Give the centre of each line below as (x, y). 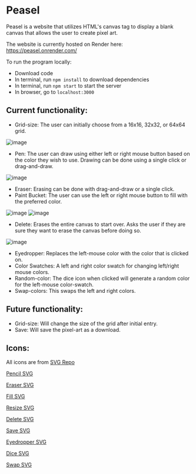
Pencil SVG (20, 373)
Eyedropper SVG (26, 442)
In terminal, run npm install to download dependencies (82, 79)
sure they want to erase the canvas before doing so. (78, 231)
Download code (34, 73)
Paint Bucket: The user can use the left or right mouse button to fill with (101, 195)
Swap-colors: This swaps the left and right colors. (75, 291)
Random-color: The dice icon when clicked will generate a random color (102, 278)
